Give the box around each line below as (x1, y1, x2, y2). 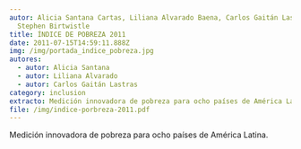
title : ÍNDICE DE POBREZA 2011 (9, 30, 126, 39)
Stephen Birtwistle (17, 22, 90, 31)
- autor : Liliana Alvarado (17, 72, 118, 81)
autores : (9, 55, 42, 64)
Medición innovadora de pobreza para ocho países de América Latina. (9, 129, 269, 140)
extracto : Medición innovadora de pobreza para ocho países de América (9, 96, 282, 106)
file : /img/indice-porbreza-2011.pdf (9, 105, 150, 114)
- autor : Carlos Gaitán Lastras (17, 80, 139, 89)
